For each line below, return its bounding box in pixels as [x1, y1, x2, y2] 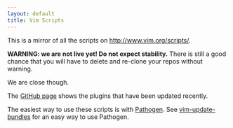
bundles [7, 113, 31, 121]
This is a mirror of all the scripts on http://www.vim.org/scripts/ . [7, 36, 191, 44]
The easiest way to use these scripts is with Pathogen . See [7, 105, 178, 113]
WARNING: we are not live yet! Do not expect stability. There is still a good [7, 50, 227, 58]
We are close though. [7, 78, 69, 86]
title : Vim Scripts [7, 17, 65, 24]
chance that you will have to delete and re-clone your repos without [7, 57, 204, 65]
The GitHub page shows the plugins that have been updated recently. [7, 92, 208, 100]
